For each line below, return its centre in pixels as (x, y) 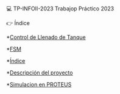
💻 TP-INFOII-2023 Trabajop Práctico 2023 (60, 9)
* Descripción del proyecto (40, 73)
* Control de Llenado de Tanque (46, 37)
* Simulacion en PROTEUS (39, 85)
